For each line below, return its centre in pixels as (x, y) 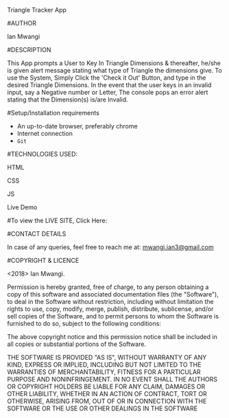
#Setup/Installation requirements (53, 113)
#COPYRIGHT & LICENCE (43, 260)
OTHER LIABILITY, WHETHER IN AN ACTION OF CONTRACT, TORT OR (107, 394)
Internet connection (45, 133)
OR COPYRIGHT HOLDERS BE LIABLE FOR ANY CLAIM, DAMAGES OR (106, 386)
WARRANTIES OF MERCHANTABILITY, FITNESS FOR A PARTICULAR (104, 372)
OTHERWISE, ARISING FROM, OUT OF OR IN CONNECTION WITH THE (107, 401)
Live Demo (22, 207)
